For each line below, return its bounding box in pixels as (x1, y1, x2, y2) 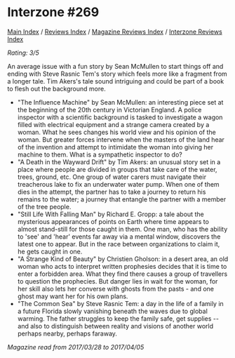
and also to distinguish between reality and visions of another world (17, 321, 214, 330)
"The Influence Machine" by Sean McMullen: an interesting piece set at (17, 98, 224, 106)
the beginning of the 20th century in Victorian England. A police (17, 105, 202, 114)
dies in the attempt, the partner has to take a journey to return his (17, 187, 206, 196)
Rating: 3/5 (7, 48, 40, 57)
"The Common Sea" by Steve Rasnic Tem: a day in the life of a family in (17, 299, 224, 307)
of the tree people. (17, 202, 72, 211)
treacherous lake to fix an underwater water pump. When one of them (17, 180, 220, 188)
